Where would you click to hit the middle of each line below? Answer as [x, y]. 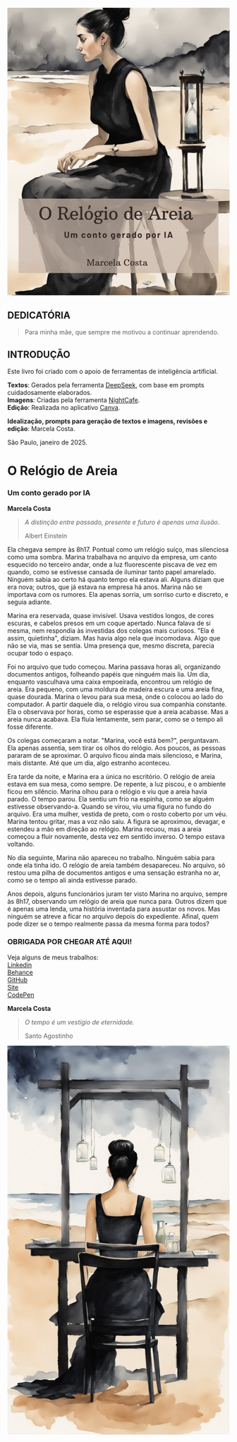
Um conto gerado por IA [49, 493]
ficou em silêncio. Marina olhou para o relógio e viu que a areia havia [107, 792]
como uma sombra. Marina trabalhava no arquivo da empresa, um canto [112, 557]
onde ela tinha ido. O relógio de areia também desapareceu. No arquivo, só [116, 865]
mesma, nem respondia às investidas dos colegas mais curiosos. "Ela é [111, 630]
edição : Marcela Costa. [41, 429]
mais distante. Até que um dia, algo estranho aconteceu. [89, 763]
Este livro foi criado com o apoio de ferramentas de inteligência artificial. [113, 372]
